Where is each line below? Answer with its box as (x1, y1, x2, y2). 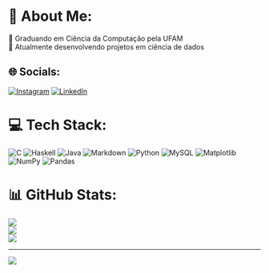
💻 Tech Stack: (8, 116, 107, 134)
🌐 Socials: (8, 65, 61, 79)
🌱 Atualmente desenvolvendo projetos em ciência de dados (8, 42, 205, 51)
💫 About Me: (8, 7, 93, 26)
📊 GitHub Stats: (8, 185, 118, 204)
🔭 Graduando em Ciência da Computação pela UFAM (8, 34, 183, 43)
